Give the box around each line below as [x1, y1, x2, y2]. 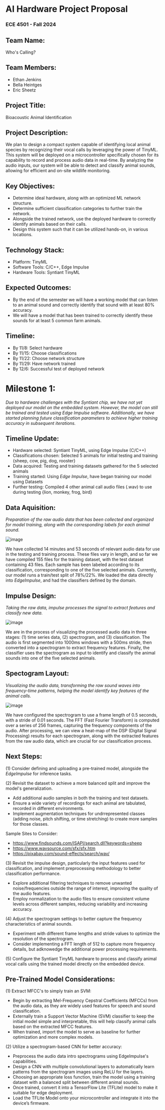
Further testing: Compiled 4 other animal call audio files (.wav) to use [12, 484, 152, 490]
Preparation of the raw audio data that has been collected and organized [5, 516, 154, 522]
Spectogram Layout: [5, 669, 69, 678]
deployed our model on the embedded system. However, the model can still [5, 404, 158, 410]
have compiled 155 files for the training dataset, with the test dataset [5, 557, 144, 563]
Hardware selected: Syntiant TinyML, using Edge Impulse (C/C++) [12, 448, 146, 453]
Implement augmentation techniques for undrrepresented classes [12, 810, 145, 816]
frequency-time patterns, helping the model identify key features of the [5, 688, 149, 693]
